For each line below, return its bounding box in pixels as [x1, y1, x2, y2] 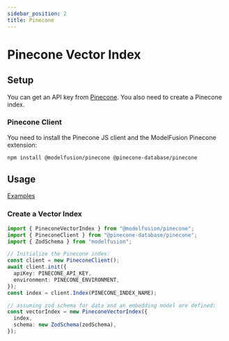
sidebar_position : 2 [7, 10, 68, 17]
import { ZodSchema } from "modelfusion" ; [7, 238, 132, 245]
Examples [7, 192, 35, 200]
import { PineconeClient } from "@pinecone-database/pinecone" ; [7, 231, 198, 239]
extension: [7, 141, 38, 149]
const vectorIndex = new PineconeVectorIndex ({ [7, 308, 148, 315]
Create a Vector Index [7, 209, 82, 219]
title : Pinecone [7, 17, 54, 24]
